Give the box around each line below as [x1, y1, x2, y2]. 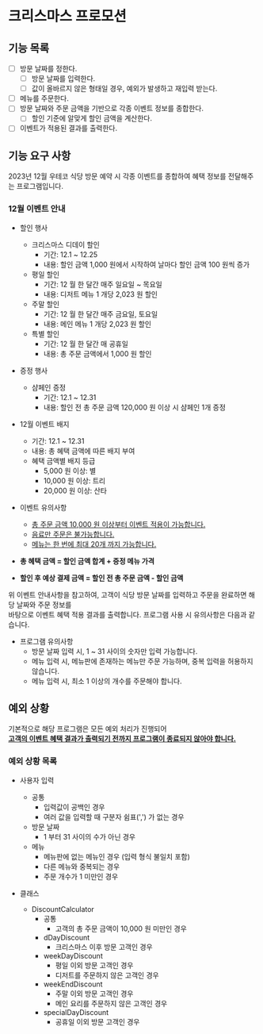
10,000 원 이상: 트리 [43, 475, 105, 485]
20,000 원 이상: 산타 [43, 486, 107, 495]
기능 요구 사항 [8, 148, 71, 163]
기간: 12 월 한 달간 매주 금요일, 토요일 [43, 309, 158, 318]
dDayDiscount [43, 932, 90, 942]
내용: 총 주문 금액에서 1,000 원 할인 [43, 348, 152, 358]
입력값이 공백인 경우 [43, 802, 105, 812]
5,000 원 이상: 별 [43, 466, 97, 475]
